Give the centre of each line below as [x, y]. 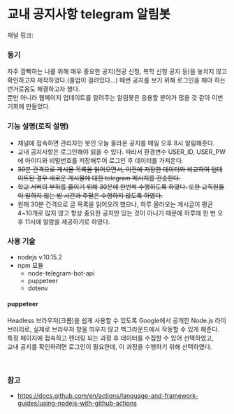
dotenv [38, 288]
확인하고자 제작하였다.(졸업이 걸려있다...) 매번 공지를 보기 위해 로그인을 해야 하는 [116, 80]
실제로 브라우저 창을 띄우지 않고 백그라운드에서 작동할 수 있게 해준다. [126, 329]
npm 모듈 [30, 265]
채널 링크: [20, 35]
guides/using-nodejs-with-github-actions [77, 404]
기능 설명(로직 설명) [38, 127]
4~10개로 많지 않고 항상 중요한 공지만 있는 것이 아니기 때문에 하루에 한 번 [117, 213]
